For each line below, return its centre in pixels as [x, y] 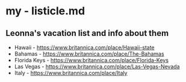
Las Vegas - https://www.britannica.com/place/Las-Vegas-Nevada [97, 66]
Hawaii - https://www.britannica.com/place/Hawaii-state [84, 47]
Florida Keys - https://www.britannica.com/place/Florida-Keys [91, 60]
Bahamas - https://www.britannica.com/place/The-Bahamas [89, 54]
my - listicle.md [45, 11]
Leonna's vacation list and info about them [87, 33]
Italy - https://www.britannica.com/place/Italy [71, 73]
